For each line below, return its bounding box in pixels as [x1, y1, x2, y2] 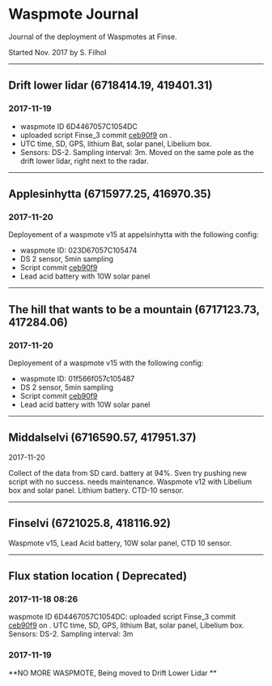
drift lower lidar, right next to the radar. [19, 156, 149, 166]
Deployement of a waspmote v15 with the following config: [8, 358, 204, 368]
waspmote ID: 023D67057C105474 [19, 245, 138, 256]
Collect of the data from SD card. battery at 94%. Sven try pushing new [8, 468, 247, 477]
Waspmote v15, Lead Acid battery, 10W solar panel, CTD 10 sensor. [8, 537, 232, 548]
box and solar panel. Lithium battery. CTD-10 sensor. [8, 485, 185, 495]
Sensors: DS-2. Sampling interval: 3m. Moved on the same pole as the [19, 147, 254, 157]
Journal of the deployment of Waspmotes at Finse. [8, 32, 177, 41]
